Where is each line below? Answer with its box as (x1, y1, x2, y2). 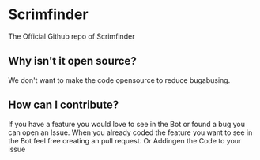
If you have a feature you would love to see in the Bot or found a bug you (8, 119, 245, 128)
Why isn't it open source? (8, 54, 137, 68)
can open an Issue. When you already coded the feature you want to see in (8, 128, 253, 137)
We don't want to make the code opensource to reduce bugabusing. (8, 75, 231, 84)
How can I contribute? (8, 99, 119, 112)
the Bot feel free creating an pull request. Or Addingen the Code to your (8, 136, 242, 145)
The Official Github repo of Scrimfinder (8, 32, 135, 41)
